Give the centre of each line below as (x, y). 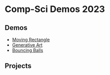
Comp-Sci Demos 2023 (55, 9)
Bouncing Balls (27, 50)
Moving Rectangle (31, 39)
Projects (18, 66)
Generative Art (27, 45)
